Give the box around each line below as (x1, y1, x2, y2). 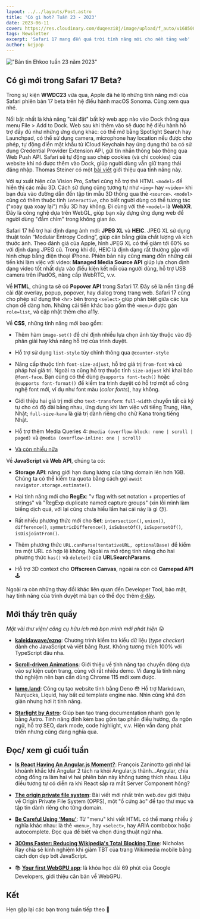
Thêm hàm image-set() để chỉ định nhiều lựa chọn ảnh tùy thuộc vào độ (14, 331, 192, 338)
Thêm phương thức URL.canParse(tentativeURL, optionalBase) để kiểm (14, 541, 191, 548)
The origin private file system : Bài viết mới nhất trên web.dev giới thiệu (14, 792, 190, 799)
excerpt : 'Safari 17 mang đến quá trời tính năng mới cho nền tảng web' (6, 36, 190, 42)
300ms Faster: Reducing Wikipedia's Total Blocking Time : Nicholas (14, 840, 185, 847)
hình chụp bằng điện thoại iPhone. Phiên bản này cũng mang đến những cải (6, 252, 192, 259)
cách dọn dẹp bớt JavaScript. (14, 852, 88, 860)
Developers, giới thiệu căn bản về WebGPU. (14, 873, 122, 880)
